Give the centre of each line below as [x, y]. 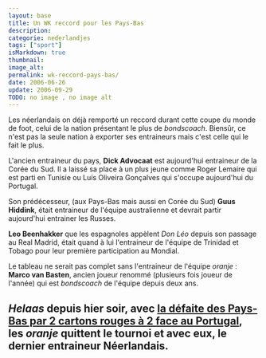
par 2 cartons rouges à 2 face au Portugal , [136, 321]
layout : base [30, 16]
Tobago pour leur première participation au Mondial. [94, 251]
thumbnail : [26, 61]
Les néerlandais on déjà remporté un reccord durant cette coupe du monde [132, 120]
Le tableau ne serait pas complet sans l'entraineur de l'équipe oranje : [123, 266]
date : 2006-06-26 [37, 82]
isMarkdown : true [37, 53]
